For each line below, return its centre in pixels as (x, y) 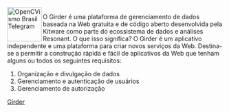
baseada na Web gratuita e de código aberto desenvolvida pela (133, 24)
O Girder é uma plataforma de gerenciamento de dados (121, 17)
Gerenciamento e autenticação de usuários (78, 81)
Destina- (210, 46)
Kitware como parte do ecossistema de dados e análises (123, 31)
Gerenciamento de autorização (61, 88)
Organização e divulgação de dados (68, 74)
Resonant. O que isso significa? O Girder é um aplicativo (122, 38)
